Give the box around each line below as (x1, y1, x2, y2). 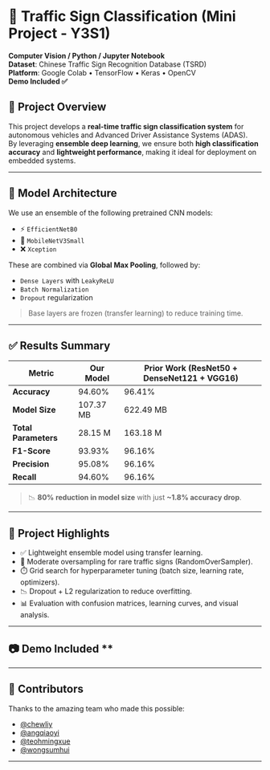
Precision (12, 458, 50, 470)
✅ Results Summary (8, 339, 111, 352)
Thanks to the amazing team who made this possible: (8, 703, 185, 713)
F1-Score (12, 446, 51, 457)
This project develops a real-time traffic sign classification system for (8, 121, 244, 131)
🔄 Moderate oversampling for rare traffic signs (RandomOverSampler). (19, 557, 253, 567)
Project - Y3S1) (8, 24, 111, 43)
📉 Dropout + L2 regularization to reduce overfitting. (19, 586, 193, 597)
